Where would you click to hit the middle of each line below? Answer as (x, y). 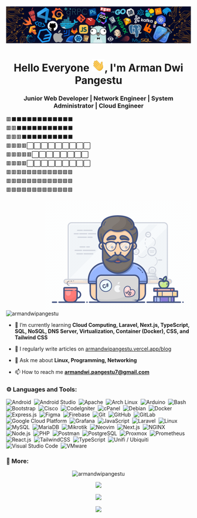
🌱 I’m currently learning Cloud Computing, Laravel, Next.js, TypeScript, (102, 325)
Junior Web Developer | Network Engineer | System (98, 99)
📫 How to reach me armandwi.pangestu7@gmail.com (82, 372)
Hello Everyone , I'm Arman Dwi (98, 68)
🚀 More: (18, 461)
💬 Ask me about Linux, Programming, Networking (76, 360)
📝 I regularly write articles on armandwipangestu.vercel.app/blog (93, 349)
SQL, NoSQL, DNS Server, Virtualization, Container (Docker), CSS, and (102, 331)
